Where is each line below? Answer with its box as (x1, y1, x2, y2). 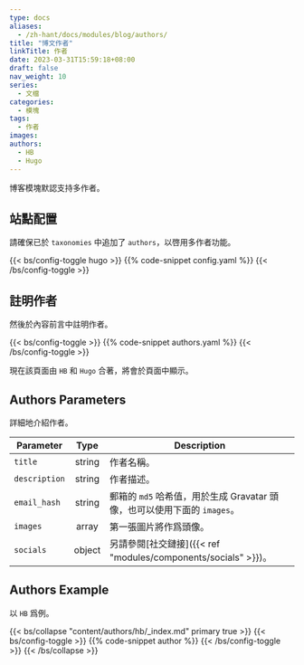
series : (9, 81, 39, 90)
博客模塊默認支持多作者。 (9, 182, 105, 193)
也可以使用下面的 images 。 (128, 503, 240, 516)
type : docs (9, 13, 51, 23)
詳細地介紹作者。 (9, 417, 73, 428)
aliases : (9, 22, 43, 31)
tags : (9, 114, 30, 123)
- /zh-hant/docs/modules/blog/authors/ (17, 30, 168, 39)
